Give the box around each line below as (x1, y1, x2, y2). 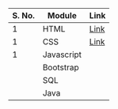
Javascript (42, 49, 82, 60)
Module (47, 10, 77, 21)
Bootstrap (42, 62, 79, 73)
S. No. (12, 10, 36, 21)
